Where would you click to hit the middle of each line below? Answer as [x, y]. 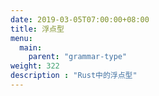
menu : [21, 38]
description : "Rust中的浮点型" [74, 76]
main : [31, 47]
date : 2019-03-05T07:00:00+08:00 [80, 19]
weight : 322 [35, 66]
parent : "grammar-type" [78, 57]
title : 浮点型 [37, 29]
